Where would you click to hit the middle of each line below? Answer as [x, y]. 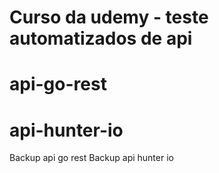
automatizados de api [101, 38]
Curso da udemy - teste [109, 17]
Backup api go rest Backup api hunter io [91, 158]
